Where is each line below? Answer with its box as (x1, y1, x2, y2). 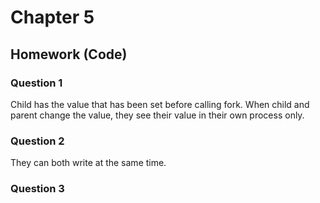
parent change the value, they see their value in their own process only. (10, 109, 305, 121)
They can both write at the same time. (10, 157, 167, 169)
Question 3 (10, 182, 65, 196)
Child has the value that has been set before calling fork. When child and (10, 98, 310, 110)
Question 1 (10, 76, 63, 90)
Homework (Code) (10, 46, 128, 63)
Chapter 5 (10, 6, 95, 29)
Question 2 (10, 134, 65, 148)
